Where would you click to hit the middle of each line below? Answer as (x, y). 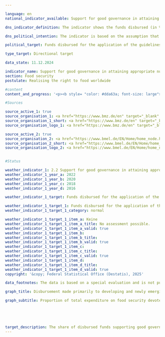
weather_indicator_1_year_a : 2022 (41, 174)
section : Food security (29, 76)
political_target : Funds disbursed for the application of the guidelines (83, 45)
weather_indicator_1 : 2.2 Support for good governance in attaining (77, 170)
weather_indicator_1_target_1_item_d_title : (51, 265)
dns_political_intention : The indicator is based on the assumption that (82, 36)
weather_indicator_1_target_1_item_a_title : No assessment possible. (78, 224)
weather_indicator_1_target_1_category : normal (55, 211)
